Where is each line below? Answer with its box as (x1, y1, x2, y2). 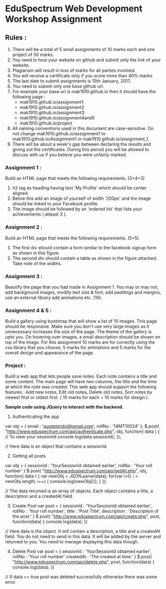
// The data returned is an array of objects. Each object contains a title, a (5, 488, 153, 494)
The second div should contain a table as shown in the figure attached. (12, 255, 158, 261)
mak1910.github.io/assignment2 (19, 105, 85, 110)
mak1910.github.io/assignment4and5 (19, 115, 95, 120)
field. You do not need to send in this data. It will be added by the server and (5, 533, 161, 539)
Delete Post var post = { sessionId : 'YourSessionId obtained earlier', (12, 548, 152, 554)
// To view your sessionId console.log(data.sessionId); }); (5, 434, 121, 440)
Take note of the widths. (12, 260, 62, 266)
